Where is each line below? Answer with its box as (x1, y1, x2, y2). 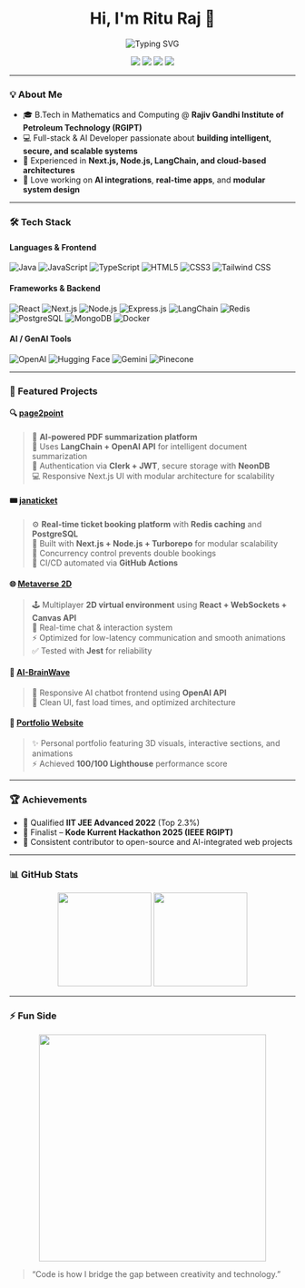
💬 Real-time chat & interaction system (31, 622, 173, 634)
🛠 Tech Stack (9, 216, 72, 229)
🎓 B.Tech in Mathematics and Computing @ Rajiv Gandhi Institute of (22, 109, 284, 121)
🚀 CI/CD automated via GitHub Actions (31, 557, 179, 568)
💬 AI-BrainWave (9, 666, 71, 677)
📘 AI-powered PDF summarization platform (31, 431, 198, 442)
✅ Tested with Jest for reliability (31, 645, 152, 656)
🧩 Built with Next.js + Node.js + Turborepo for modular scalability (31, 538, 279, 549)
